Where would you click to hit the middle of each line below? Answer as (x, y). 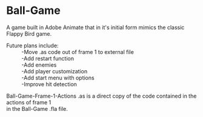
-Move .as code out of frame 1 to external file (78, 52)
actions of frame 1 (29, 102)
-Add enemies (39, 65)
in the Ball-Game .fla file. (37, 109)
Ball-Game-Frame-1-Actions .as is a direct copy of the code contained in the (101, 96)
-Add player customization (55, 71)
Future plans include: (32, 45)
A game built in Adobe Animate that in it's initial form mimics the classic (95, 27)
